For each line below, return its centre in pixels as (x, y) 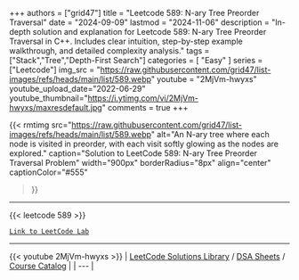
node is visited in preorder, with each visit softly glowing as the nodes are (144, 144)
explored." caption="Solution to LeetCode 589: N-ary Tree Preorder (133, 153)
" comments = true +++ (145, 107)
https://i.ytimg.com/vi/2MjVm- (143, 98)
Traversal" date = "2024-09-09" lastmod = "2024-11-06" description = (139, 22)
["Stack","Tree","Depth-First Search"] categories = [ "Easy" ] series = (136, 60)
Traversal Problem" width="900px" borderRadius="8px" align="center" (140, 163)
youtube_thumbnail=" (48, 98)
